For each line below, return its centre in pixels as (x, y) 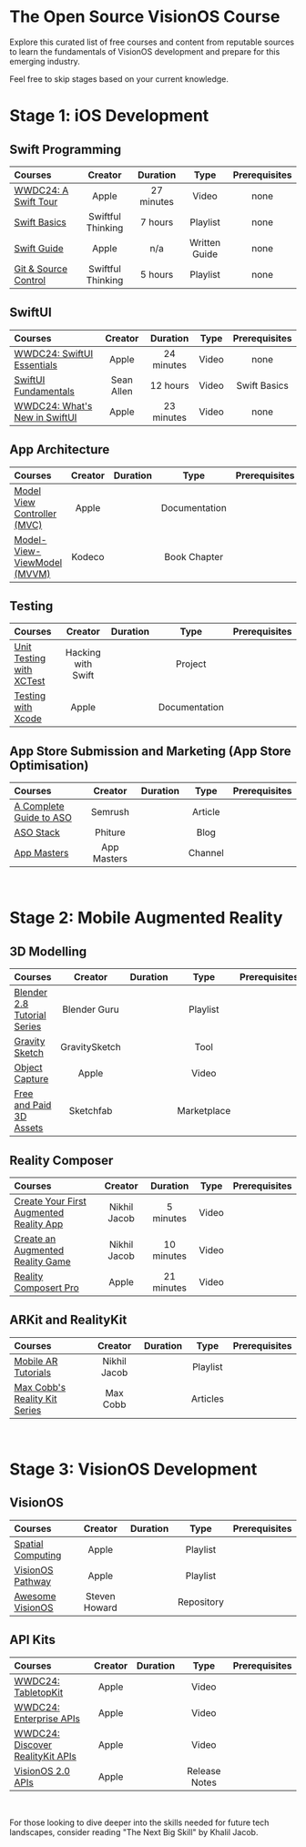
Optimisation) (49, 765)
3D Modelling (48, 951)
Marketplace (204, 1111)
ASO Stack (37, 832)
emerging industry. (45, 61)
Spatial (29, 1544)
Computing (38, 1555)
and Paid (33, 1106)
